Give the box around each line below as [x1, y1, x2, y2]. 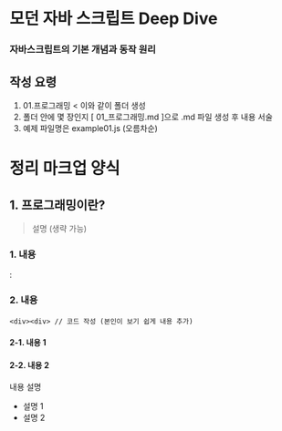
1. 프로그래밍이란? [9, 197, 106, 212]
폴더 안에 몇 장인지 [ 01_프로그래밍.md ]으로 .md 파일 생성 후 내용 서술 [22, 111, 274, 122]
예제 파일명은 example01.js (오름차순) [22, 122, 158, 133]
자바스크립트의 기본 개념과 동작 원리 [9, 43, 157, 56]
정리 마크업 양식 [9, 159, 120, 179]
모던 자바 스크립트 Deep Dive [9, 8, 218, 29]
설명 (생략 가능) [31, 222, 88, 233]
